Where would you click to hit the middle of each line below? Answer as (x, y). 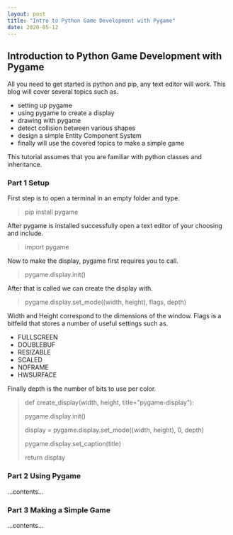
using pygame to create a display (66, 113)
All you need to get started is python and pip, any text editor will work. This (116, 84)
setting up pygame (45, 106)
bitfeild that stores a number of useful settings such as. (88, 323)
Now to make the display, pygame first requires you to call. (93, 261)
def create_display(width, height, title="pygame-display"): (109, 403)
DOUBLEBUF (36, 345)
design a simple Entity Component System (79, 136)
